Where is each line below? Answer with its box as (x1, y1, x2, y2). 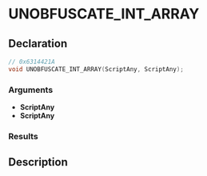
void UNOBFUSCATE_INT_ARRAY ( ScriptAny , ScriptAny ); (8, 65, 184, 73)
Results (8, 130, 38, 142)
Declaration (8, 37, 68, 50)
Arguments (8, 84, 54, 95)
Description (8, 155, 68, 169)
